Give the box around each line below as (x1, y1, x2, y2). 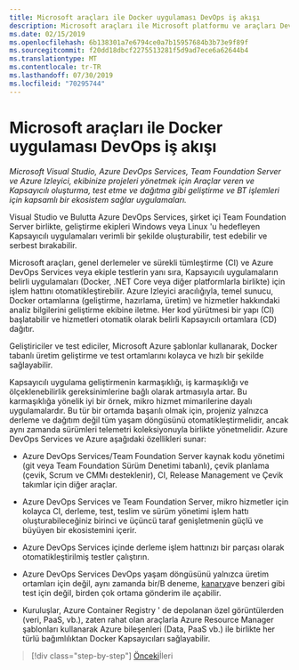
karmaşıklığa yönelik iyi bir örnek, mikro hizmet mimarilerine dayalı (9, 395, 253, 406)
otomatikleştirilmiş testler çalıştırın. (21, 551, 149, 561)
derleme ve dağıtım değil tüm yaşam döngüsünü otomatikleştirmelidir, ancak (9, 415, 289, 425)
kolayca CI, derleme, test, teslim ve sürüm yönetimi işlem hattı (21, 505, 249, 516)
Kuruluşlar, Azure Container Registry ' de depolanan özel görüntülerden (21, 604, 285, 615)
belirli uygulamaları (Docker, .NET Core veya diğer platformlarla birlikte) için (9, 276, 286, 287)
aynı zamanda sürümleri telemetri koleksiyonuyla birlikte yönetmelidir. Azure (9, 424, 288, 434)
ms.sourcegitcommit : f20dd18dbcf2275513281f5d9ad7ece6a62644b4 (9, 46, 249, 55)
